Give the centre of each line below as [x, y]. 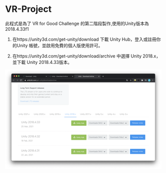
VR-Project [28, 9]
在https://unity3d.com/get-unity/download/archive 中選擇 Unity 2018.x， [86, 56]
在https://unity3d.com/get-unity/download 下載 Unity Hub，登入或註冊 [84, 39]
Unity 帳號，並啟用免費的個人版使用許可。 [60, 45]
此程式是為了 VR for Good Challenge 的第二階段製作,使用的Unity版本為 [77, 23]
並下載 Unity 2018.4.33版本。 [42, 62]
